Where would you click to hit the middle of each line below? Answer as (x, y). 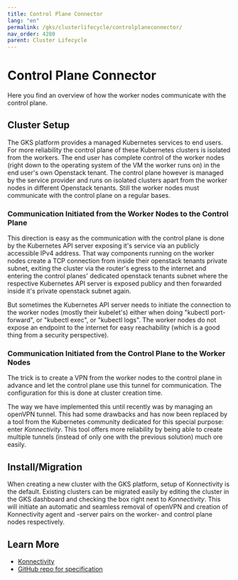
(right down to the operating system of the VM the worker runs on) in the (114, 165)
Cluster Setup (38, 125)
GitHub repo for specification (60, 569)
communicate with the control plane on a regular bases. (89, 195)
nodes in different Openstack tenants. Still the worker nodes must (103, 188)
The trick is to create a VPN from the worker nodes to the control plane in (115, 378)
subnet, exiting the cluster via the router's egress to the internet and (107, 268)
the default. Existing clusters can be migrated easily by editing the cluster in (118, 492)
